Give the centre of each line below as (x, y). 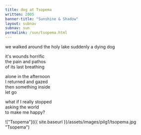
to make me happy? (25, 112)
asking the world (22, 107)
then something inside (28, 87)
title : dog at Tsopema (28, 10)
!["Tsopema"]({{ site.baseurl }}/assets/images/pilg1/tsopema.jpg (71, 122)
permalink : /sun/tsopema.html (36, 33)
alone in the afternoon (28, 76)
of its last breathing (25, 67)
